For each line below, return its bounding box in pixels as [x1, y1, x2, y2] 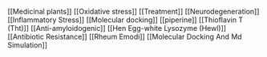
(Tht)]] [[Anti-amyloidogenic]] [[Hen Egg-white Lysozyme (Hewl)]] [7, 24, 226, 32]
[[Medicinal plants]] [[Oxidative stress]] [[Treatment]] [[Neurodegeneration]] [7, 7, 260, 16]
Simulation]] [7, 40, 48, 50]
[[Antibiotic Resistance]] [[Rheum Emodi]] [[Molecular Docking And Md [7, 32, 242, 41]
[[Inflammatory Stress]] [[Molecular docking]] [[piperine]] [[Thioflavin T [7, 15, 244, 25]
